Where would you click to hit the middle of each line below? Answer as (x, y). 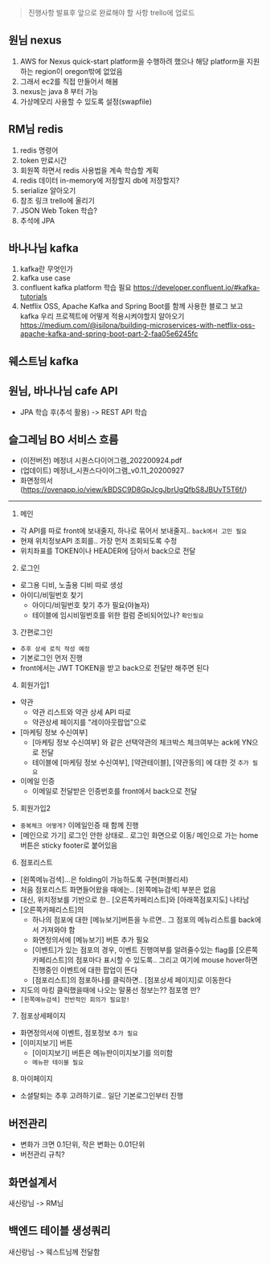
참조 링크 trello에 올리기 (57, 200)
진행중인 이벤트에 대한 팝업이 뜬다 (85, 970)
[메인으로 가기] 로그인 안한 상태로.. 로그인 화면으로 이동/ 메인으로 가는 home (139, 835)
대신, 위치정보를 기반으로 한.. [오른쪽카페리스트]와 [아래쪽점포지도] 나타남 (135, 900)
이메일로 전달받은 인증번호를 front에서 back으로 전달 (115, 791)
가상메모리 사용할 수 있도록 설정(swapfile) (86, 101)
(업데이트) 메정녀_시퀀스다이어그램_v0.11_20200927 (102, 470)
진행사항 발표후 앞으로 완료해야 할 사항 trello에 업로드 (111, 12)
